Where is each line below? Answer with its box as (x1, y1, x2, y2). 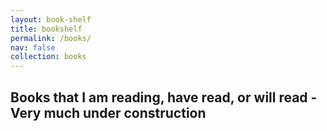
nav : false (10, 42, 56, 53)
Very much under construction (10, 104, 207, 121)
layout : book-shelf (10, 14, 92, 25)
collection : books (10, 52, 87, 62)
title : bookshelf (10, 24, 83, 34)
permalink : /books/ (10, 33, 92, 43)
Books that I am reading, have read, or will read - (10, 89, 318, 106)
